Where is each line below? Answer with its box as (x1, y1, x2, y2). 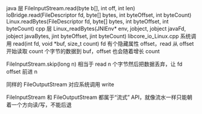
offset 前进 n (6, 68, 38, 75)
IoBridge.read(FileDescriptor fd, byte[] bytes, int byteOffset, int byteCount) (6, 11, 192, 19)
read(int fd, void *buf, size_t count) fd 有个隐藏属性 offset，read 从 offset (13, 40, 194, 47)
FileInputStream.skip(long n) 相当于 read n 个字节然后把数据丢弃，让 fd (6, 60, 183, 68)
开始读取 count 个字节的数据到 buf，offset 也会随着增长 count (6, 48, 160, 55)
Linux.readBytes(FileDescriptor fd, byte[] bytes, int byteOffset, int (6, 18, 169, 25)
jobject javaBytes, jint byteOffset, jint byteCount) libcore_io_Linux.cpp (6, 33, 179, 40)
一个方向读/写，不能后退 (11, 101, 72, 108)
